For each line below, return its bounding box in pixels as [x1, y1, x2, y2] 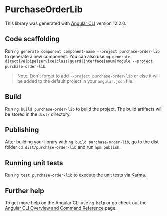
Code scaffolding [5, 35, 60, 43]
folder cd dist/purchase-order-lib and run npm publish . [5, 144, 121, 150]
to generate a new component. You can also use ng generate [5, 53, 131, 59]
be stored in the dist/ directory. [5, 111, 71, 117]
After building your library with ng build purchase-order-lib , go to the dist [5, 139, 159, 145]
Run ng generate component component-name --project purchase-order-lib [5, 48, 160, 54]
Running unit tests [5, 159, 63, 167]
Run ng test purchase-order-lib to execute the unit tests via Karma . [5, 172, 146, 178]
